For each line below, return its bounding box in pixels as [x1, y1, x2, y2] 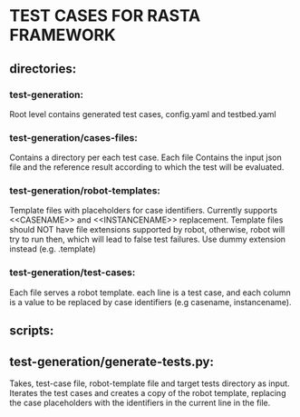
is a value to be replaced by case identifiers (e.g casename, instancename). [9, 296, 292, 307]
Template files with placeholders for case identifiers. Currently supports [9, 205, 278, 216]
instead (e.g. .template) [9, 243, 97, 254]
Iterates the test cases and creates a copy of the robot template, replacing [9, 387, 286, 398]
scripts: [9, 323, 54, 339]
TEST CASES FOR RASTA [9, 5, 201, 26]
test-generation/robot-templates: [9, 184, 161, 197]
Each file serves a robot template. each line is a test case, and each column [9, 287, 292, 298]
